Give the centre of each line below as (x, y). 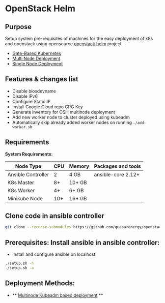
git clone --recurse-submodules (38, 227)
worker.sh (22, 127)
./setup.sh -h (20, 264)
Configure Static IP (31, 101)
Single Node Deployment (37, 64)
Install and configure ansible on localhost (54, 254)
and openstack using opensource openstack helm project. (64, 44)
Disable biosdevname (34, 91)
